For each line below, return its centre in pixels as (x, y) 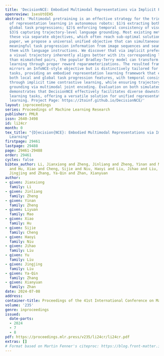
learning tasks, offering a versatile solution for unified (72, 96)
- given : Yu (17, 255)
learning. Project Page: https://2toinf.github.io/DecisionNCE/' (77, 101)
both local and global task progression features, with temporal (77, 78)
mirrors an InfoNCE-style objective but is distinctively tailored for (84, 69)
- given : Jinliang (24, 191)
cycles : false (20, 159)
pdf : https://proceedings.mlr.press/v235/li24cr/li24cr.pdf (68, 337)
